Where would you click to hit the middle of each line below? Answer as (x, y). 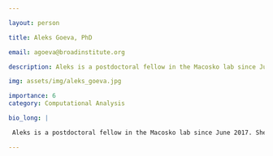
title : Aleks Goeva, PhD (50, 37)
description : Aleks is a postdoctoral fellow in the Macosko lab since (132, 67)
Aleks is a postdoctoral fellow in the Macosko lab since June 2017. (132, 133)
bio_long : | (28, 118)
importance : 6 (32, 96)
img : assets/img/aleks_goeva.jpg (65, 82)
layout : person (34, 23)
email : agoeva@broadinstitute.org (67, 52)
